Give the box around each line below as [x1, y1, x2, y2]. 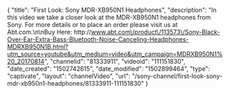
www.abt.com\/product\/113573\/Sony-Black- [90, 28, 221, 36]
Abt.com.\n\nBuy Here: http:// [7, 28, 92, 36]
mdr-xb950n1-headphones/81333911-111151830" [7, 79, 144, 87]
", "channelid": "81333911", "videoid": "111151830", [44, 57, 186, 65]
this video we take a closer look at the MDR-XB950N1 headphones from [7, 13, 211, 21]
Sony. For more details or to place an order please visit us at [7, 21, 178, 28]
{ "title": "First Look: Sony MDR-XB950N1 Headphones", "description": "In [7, 6, 217, 14]
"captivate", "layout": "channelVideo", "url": [7, 72, 131, 80]
